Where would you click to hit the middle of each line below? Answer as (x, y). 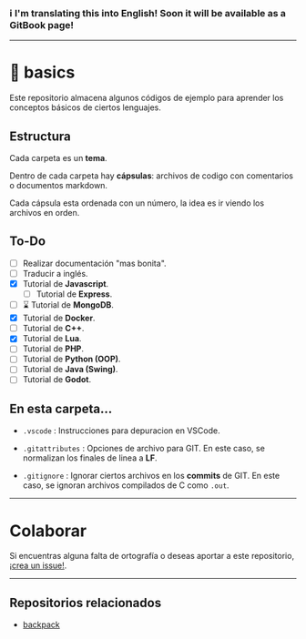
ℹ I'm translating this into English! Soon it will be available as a (148, 13)
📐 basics (42, 72)
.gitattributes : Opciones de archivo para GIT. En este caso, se (144, 449)
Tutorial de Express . (74, 294)
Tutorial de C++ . (53, 329)
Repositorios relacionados (86, 603)
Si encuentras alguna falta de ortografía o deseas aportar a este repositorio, (152, 556)
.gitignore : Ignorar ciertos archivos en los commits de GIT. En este (151, 476)
